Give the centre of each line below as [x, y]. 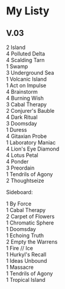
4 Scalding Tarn [25, 60]
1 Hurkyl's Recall [26, 254]
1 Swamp [17, 66]
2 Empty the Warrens [32, 242]
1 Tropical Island [26, 280]
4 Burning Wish [25, 98]
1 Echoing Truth [25, 235]
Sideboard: [19, 192]
